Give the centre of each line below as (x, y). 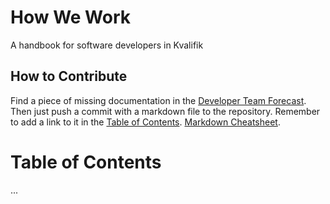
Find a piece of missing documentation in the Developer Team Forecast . (158, 100)
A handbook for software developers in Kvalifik (107, 45)
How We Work (71, 17)
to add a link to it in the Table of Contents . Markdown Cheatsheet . (145, 122)
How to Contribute (69, 76)
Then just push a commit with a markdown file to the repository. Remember (165, 111)
